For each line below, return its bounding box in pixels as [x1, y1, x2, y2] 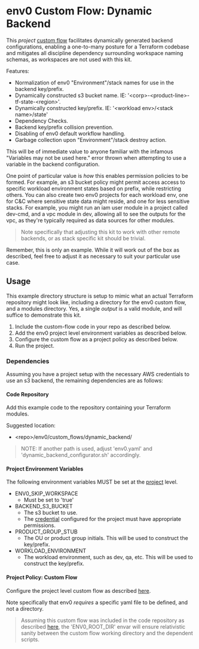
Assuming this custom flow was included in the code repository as [20, 617, 185, 624]
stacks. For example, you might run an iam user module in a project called [6, 204, 188, 211]
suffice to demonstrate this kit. [6, 311, 82, 319]
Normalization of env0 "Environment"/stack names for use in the [14, 79, 174, 86]
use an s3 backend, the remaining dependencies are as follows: [6, 377, 163, 384]
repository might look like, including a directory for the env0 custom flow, [6, 298, 186, 306]
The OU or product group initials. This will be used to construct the [23, 535, 188, 542]
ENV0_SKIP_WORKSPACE [14, 490, 78, 498]
